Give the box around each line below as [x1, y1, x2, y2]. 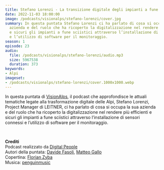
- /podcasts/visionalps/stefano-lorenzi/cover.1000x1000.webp [5, 80, 134, 85]
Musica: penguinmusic [5, 159, 51, 165]
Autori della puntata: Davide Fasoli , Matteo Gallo [5, 149, 102, 155]
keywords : [5, 67, 25, 72]
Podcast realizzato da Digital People [5, 144, 78, 149]
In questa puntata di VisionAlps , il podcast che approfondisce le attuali [5, 94, 147, 99]
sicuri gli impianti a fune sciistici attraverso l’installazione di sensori [5, 114, 140, 120]
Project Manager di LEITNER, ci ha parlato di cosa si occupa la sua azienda [5, 104, 156, 110]
